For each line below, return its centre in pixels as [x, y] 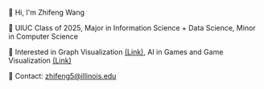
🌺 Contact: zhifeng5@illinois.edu [62, 76]
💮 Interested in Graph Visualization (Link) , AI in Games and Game [116, 52]
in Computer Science [43, 36]
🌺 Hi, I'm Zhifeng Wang [47, 12]
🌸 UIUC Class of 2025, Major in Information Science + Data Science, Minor [132, 28]
